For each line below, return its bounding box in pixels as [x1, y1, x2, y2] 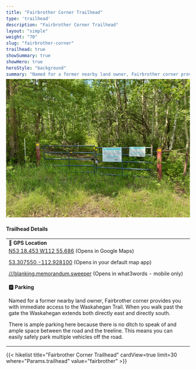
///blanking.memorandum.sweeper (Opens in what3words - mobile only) [8, 270, 184, 277]
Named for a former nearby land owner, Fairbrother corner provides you [8, 297, 181, 304]
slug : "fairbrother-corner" [6, 40, 75, 46]
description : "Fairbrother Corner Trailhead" [6, 22, 118, 28]
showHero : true [6, 59, 43, 64]
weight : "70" [6, 34, 38, 40]
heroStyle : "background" [6, 65, 66, 71]
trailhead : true [6, 47, 45, 53]
